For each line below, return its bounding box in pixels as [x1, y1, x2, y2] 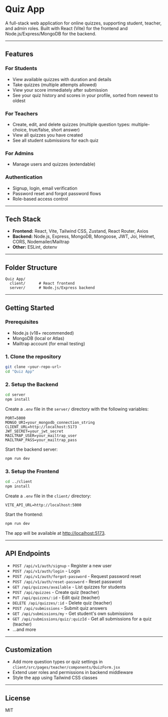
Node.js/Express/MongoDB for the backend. [5, 31, 96, 37]
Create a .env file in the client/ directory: [5, 493, 91, 499]
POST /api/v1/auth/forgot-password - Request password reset [12, 573, 141, 579]
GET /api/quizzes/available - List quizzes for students [12, 584, 126, 590]
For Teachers [5, 110, 38, 117]
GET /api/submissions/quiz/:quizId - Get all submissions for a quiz [12, 615, 152, 621]
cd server [5, 392, 26, 397]
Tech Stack [5, 215, 41, 223]
